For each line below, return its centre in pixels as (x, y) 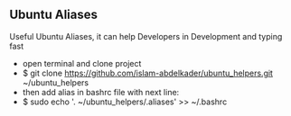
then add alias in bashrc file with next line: (101, 92)
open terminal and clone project (82, 63)
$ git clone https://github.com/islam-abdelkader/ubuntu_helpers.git (148, 73)
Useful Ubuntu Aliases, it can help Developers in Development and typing (146, 36)
